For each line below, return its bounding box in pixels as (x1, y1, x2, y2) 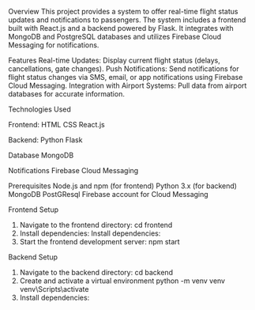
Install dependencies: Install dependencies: (19, 229, 161, 238)
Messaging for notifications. (8, 40, 99, 50)
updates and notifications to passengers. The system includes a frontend (8, 15, 246, 25)
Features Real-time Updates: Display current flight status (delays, (8, 55, 221, 65)
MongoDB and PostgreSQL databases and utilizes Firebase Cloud (8, 32, 222, 41)
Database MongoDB (8, 150, 74, 160)
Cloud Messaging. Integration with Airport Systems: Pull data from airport (8, 81, 247, 90)
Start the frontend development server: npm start (19, 237, 180, 246)
